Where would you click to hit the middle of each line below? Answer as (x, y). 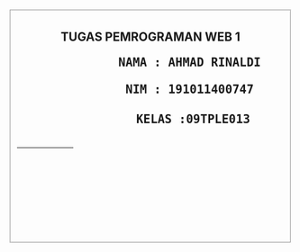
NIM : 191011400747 (189, 90)
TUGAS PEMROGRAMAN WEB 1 (150, 37)
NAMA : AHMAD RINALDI (190, 63)
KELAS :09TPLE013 (193, 120)
